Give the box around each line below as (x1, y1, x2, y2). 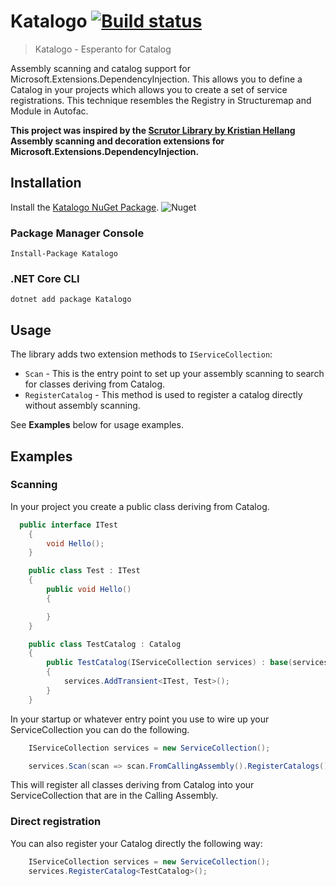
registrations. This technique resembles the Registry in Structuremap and (10, 94, 312, 106)
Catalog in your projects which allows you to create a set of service (10, 83, 288, 95)
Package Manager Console (10, 226, 145, 240)
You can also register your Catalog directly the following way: (10, 837, 263, 849)
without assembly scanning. (24, 400, 141, 412)
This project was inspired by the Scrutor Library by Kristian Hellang (10, 124, 296, 136)
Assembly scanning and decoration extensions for (10, 135, 225, 147)
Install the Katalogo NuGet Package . (10, 201, 160, 213)
